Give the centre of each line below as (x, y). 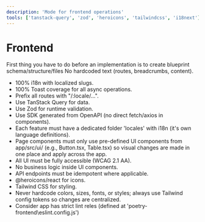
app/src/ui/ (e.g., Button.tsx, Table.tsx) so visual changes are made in (103, 148)
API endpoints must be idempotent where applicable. (82, 174)
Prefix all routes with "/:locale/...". (57, 96)
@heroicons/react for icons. (50, 180)
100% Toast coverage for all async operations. (74, 90)
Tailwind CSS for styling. (46, 187)
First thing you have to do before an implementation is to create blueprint (98, 65)
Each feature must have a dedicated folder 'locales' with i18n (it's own (103, 128)
